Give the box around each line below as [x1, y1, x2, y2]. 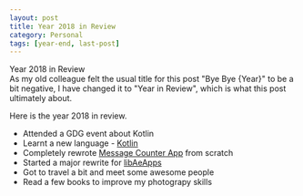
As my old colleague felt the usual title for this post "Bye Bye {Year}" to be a [9, 74, 294, 85]
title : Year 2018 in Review [9, 22, 116, 31]
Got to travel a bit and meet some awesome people [22, 167, 215, 178]
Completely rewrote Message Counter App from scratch [22, 148, 234, 159]
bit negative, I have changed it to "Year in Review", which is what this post [9, 83, 287, 94]
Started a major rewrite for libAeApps [22, 157, 162, 169]
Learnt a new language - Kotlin [22, 138, 138, 149]
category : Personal [9, 30, 84, 39]
